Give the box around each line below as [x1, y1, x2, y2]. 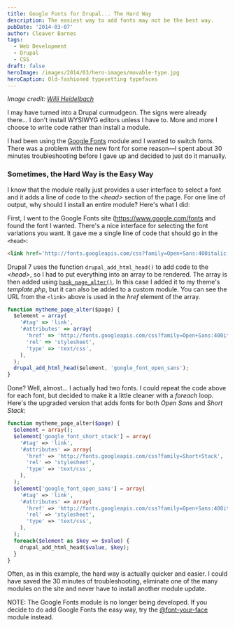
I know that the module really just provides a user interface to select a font [7, 185, 222, 194]
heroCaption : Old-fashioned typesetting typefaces [7, 75, 158, 83]
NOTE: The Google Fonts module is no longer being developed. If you [7, 598, 208, 607]
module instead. [7, 613, 54, 621]
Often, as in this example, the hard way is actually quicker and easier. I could [7, 569, 228, 578]
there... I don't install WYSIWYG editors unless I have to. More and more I [7, 116, 218, 124]
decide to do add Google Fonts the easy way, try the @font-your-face [7, 605, 208, 614]
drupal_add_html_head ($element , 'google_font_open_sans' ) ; [13, 364, 190, 372]
